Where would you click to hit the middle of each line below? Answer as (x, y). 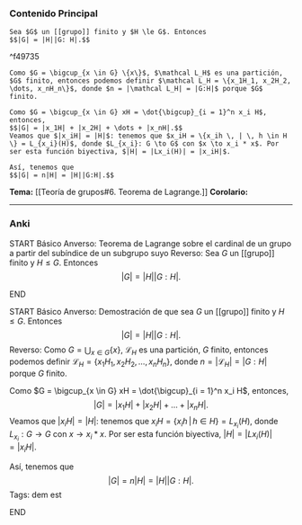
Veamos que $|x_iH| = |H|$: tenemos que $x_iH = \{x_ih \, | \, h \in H (148, 136)
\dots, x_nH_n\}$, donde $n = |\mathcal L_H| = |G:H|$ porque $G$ (136, 89)
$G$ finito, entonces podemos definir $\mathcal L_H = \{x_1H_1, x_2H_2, (151, 81)
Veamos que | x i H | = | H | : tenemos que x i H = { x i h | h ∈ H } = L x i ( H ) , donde (144, 423)
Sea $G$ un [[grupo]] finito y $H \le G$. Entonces (108, 32)
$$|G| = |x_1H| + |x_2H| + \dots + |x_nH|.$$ (96, 129)
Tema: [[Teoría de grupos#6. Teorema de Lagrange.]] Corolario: (129, 192)
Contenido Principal (54, 13)
